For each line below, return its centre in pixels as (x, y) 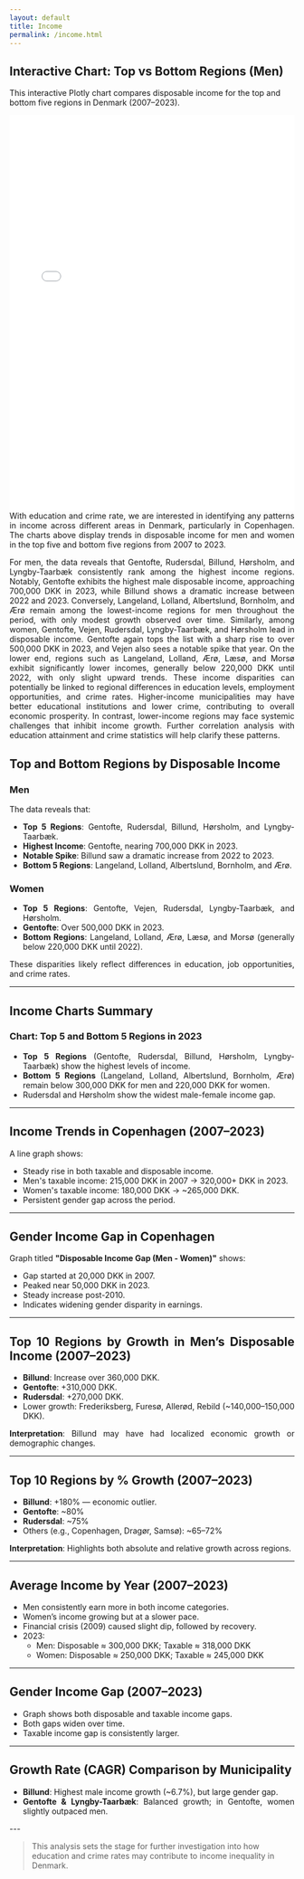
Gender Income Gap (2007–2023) (106, 1692)
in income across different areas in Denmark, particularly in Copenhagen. (152, 526)
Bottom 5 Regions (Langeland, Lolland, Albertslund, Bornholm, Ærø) (158, 1075)
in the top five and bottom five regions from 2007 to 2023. (118, 545)
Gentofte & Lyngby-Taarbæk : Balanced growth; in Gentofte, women (158, 1801)
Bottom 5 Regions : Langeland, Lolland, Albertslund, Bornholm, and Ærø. (157, 865)
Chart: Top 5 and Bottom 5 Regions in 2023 (106, 1037)
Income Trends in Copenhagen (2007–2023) (137, 1132)
